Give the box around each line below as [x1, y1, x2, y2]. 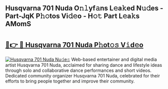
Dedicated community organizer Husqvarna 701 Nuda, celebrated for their [5, 73, 160, 78]
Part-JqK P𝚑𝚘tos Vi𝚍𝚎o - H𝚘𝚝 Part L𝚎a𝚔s [5, 12, 140, 21]
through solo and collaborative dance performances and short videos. [5, 67, 152, 73]
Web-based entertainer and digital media [71, 56, 157, 62]
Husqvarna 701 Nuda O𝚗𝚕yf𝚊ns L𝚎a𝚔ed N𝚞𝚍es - [5, 4, 163, 13]
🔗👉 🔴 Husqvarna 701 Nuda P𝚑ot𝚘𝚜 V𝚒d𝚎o [5, 40, 144, 49]
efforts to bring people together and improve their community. [5, 78, 135, 84]
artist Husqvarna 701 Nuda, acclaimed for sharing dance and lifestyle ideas [5, 62, 162, 68]
